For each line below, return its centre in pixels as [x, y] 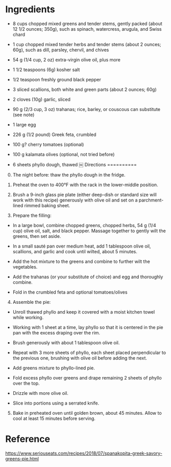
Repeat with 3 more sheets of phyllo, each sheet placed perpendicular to [89, 352]
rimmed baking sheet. [47, 205]
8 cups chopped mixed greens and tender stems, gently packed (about [87, 24]
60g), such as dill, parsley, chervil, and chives [61, 50]
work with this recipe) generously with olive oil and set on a [75, 200]
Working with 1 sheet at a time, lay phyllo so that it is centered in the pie [88, 327]
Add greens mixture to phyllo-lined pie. [54, 368]
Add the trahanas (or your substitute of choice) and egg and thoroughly [88, 277]
